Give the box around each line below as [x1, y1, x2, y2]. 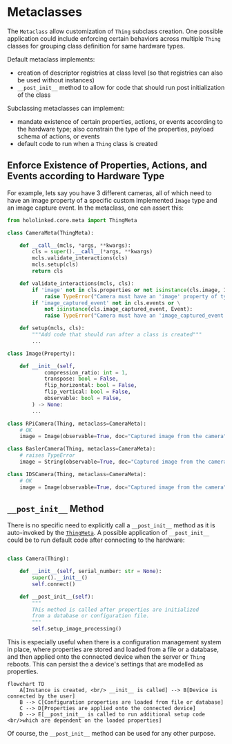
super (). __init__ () [32, 574, 88, 581]
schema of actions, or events [17, 132, 100, 140]
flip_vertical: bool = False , [43, 388, 131, 395]
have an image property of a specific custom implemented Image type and [7, 196, 217, 204]
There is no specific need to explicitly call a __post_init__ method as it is [7, 521, 215, 529]
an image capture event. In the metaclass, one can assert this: [7, 203, 184, 212]
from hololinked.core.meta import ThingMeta [7, 217, 137, 224]
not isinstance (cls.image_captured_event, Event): [43, 306, 193, 313]
